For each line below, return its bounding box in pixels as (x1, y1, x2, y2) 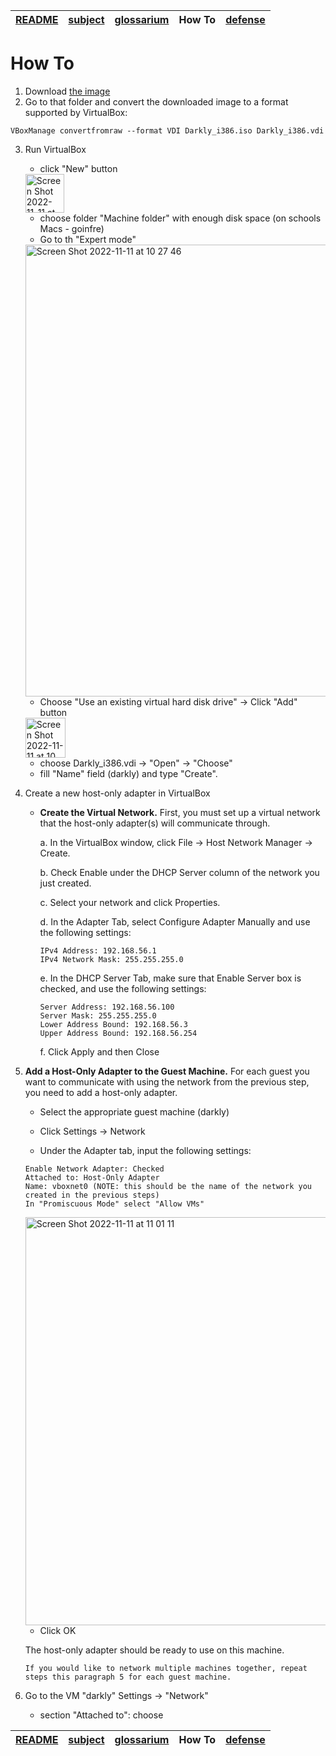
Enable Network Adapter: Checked (24, 1164, 165, 1174)
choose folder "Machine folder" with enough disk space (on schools (39, 212, 322, 224)
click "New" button (39, 162, 118, 174)
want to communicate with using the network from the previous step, (24, 1075, 310, 1088)
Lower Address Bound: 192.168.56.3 (39, 1019, 188, 1029)
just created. (39, 877, 92, 889)
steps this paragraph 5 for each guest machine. (24, 1672, 232, 1682)
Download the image (24, 85, 111, 97)
